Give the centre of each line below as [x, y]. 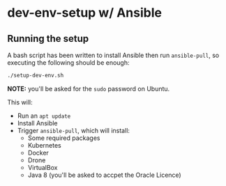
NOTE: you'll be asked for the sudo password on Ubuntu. [89, 88]
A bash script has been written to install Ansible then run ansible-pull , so [113, 55]
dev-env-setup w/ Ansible [85, 13]
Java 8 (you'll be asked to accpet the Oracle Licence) [104, 175]
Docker [38, 153]
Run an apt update [44, 116]
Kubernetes [44, 145]
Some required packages [64, 138]
